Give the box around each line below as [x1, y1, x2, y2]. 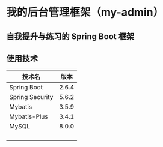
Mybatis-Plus [9, 112, 48, 121]
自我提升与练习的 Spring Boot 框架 [6, 31, 134, 41]
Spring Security [9, 93, 54, 101]
